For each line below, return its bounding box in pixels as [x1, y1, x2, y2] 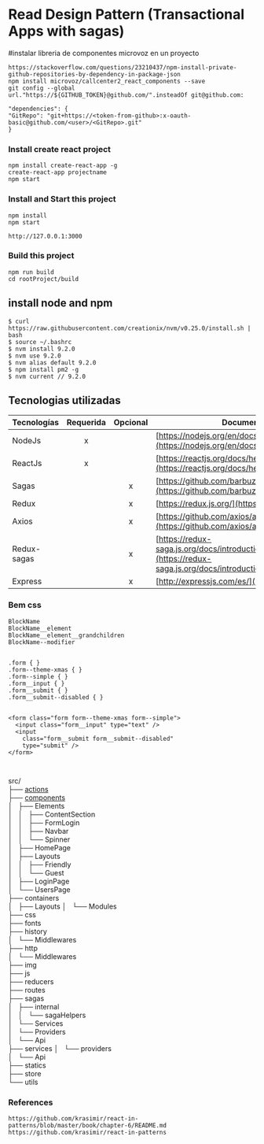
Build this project [8, 250, 75, 261]
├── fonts [8, 918, 42, 927]
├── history [8, 927, 47, 936]
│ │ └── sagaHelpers [8, 1010, 86, 1020]
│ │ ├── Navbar [8, 826, 69, 835]
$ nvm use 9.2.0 [8, 352, 61, 360]
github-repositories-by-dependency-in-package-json [8, 70, 181, 78]
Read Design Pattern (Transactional [8, 6, 245, 24]
